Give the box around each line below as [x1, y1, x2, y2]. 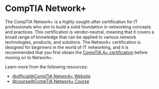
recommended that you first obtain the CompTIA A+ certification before [5, 49, 148, 55]
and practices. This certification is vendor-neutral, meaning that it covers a [5, 29, 154, 35]
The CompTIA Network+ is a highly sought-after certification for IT [5, 19, 138, 25]
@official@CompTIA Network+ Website [12, 73, 91, 79]
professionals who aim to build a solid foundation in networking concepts [5, 24, 151, 29]
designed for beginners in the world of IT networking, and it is [5, 44, 128, 50]
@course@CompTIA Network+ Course [12, 78, 90, 84]
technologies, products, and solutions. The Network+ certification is [5, 39, 141, 45]
